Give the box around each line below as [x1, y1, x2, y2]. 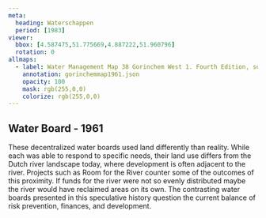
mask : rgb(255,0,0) [22, 85, 87, 93]
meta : [8, 11, 26, 20]
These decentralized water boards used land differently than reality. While [8, 143, 250, 152]
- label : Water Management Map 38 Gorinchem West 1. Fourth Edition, [15, 63, 249, 71]
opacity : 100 [22, 77, 66, 85]
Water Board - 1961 [8, 122, 104, 135]
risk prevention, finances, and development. [8, 201, 152, 211]
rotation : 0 [15, 48, 55, 56]
